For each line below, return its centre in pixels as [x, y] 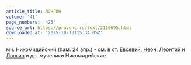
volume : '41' [22, 17]
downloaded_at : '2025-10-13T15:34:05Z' [55, 33]
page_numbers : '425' [31, 22]
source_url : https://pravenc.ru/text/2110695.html [69, 28]
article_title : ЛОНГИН [34, 11]
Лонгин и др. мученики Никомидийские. [57, 56]
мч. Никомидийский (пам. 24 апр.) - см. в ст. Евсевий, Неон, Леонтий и [95, 49]
